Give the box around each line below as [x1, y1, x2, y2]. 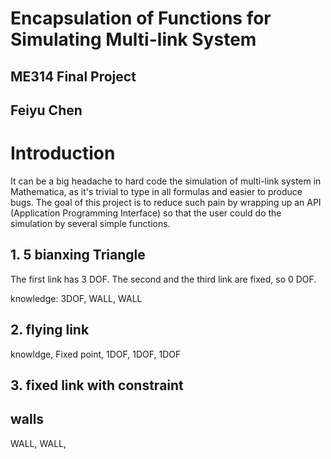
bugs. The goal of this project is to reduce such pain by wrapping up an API [10, 196, 322, 208]
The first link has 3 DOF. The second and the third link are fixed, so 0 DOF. [10, 273, 317, 285]
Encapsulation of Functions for [10, 7, 272, 30]
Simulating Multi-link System [10, 28, 257, 51]
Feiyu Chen [10, 102, 83, 119]
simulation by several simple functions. [10, 217, 171, 229]
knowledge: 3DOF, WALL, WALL [10, 292, 143, 304]
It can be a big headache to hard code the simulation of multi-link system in [10, 175, 322, 187]
